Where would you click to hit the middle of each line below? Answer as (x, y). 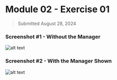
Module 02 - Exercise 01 (57, 9)
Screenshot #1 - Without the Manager (53, 37)
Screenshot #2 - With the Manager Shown (59, 61)
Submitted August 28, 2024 (47, 23)
